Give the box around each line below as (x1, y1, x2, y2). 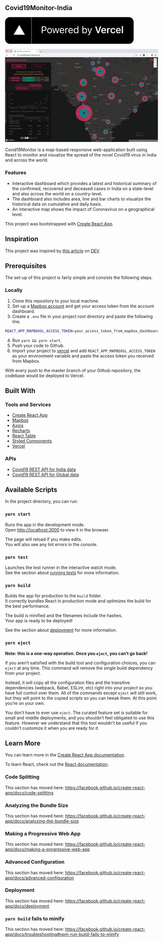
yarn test (5, 554, 28, 560)
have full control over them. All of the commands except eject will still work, (5, 690, 157, 696)
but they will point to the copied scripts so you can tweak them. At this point (5, 695, 157, 701)
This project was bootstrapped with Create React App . (5, 221, 114, 226)
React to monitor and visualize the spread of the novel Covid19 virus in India (5, 152, 157, 158)
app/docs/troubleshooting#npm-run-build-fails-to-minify (5, 931, 119, 937)
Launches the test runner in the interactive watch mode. (5, 565, 117, 570)
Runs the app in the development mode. (5, 522, 85, 528)
